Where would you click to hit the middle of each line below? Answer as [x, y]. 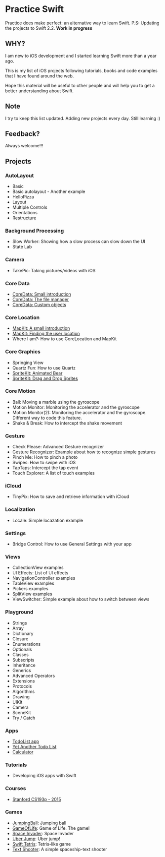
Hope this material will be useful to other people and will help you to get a [80, 85]
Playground [19, 612]
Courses [16, 789]
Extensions [23, 681]
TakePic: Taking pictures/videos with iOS [54, 270]
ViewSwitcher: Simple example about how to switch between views [81, 599]
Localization [20, 509]
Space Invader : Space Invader [43, 833]
